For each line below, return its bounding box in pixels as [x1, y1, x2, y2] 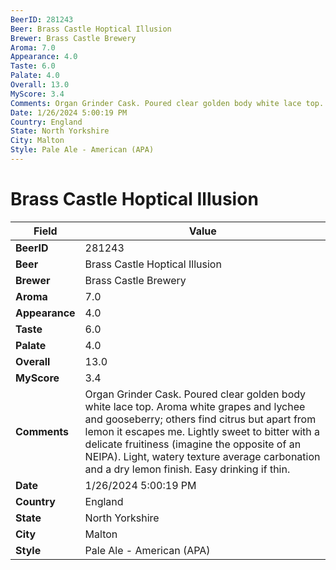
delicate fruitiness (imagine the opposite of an [84, 437, 302, 451]
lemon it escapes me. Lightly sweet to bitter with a [84, 424, 321, 438]
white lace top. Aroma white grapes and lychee [84, 399, 306, 413]
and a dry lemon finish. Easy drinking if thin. [84, 462, 291, 476]
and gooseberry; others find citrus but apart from [84, 412, 317, 426]
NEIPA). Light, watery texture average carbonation [84, 449, 321, 463]
